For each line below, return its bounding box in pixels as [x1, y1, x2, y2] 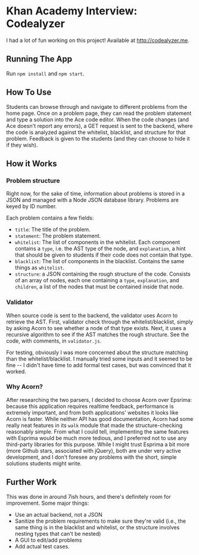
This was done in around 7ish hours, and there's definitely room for [6, 493, 171, 500]
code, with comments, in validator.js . [6, 337, 102, 344]
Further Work [6, 477, 57, 487]
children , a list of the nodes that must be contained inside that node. [14, 283, 184, 291]
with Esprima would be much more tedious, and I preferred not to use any [6, 434, 187, 441]
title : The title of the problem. [14, 226, 91, 233]
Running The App [6, 54, 73, 64]
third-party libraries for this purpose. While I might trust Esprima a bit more [6, 441, 189, 448]
